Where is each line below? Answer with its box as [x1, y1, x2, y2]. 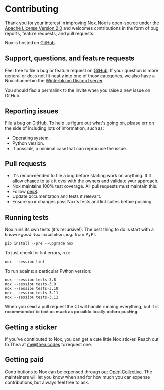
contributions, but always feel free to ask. [5, 379, 90, 385]
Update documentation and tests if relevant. [12, 194, 102, 199]
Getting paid [5, 355, 44, 364]
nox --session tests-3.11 [5, 290, 58, 296]
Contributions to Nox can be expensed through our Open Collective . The [5, 369, 153, 375]
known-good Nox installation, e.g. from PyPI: [5, 232, 96, 237]
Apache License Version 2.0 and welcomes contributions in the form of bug [5, 25, 159, 31]
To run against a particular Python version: [5, 268, 92, 274]
